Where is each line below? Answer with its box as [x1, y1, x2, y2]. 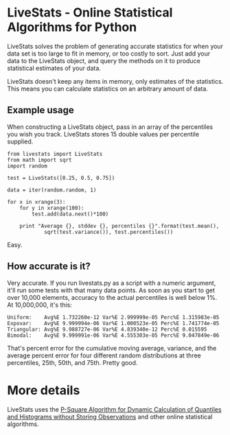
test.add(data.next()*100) [32, 211, 109, 217]
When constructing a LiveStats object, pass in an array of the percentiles [7, 122, 214, 131]
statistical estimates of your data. [7, 64, 102, 72]
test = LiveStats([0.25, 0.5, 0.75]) [7, 174, 115, 181]
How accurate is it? [7, 261, 91, 272]
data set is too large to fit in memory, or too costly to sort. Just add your [7, 49, 211, 58]
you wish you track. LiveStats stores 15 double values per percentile [7, 130, 200, 138]
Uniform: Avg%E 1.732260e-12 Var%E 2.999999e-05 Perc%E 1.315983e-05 [7, 314, 220, 320]
